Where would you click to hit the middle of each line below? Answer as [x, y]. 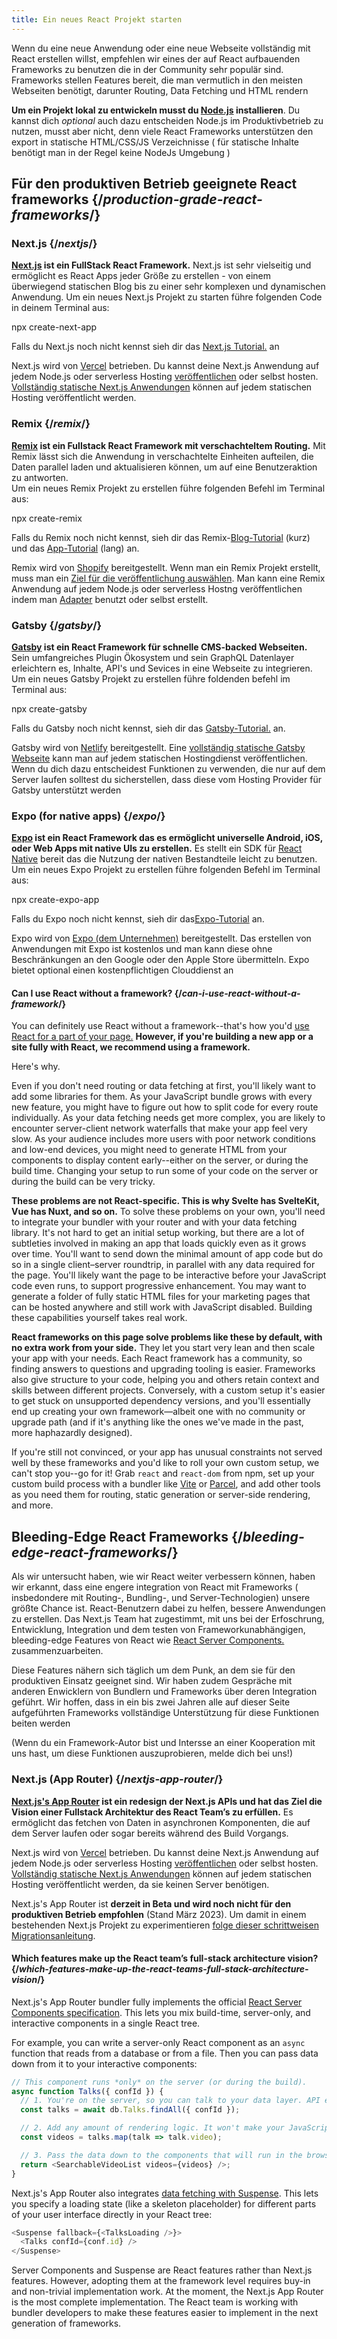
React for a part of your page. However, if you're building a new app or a [162, 1037]
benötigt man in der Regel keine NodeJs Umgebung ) [121, 152]
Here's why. [36, 1067]
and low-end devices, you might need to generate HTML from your [149, 1150]
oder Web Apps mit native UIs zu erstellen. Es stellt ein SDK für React [157, 848]
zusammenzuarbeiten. [57, 1651]
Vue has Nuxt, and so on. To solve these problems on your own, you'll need [168, 1212]
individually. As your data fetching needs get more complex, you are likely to [168, 1118]
